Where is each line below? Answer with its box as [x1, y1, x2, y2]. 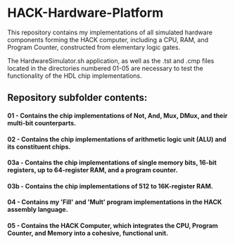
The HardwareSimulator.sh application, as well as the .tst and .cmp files [7, 56, 215, 65]
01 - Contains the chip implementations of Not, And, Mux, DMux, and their [7, 111, 228, 120]
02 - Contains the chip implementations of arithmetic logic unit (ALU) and [7, 135, 227, 143]
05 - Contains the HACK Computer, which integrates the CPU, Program [7, 221, 218, 229]
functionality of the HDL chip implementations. [7, 72, 142, 80]
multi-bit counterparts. [7, 118, 77, 127]
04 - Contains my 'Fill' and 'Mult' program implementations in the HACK [7, 198, 222, 206]
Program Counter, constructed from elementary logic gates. [7, 43, 181, 51]
